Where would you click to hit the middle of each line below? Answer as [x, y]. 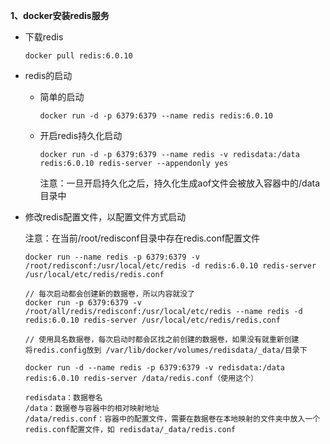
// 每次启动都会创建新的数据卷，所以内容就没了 [109, 294]
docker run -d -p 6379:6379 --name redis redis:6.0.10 [156, 116]
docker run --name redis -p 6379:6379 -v [112, 257]
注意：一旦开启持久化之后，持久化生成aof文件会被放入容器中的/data [180, 183]
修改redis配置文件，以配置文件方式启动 [105, 217]
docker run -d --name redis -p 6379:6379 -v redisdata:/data [155, 368]
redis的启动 [48, 75]
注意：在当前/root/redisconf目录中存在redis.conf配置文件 [142, 238]
